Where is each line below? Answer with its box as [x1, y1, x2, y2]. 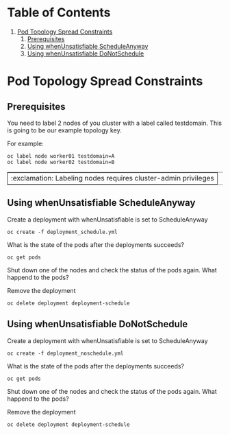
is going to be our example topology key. [7, 126, 122, 134]
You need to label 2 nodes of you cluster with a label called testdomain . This [7, 119, 222, 127]
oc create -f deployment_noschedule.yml [7, 350, 125, 357]
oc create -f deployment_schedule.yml [7, 228, 118, 235]
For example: [7, 139, 44, 148]
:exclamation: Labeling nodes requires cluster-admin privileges [11, 173, 214, 183]
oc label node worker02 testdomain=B [7, 158, 115, 165]
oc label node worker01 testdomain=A [7, 152, 115, 159]
